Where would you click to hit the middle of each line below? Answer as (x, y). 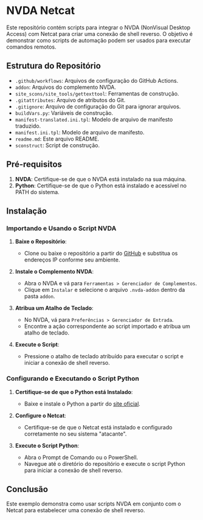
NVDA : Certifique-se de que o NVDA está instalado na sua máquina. (101, 179)
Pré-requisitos (34, 165)
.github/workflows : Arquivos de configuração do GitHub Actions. (97, 80)
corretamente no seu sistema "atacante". (75, 434)
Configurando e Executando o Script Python (73, 379)
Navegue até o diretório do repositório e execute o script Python (105, 463)
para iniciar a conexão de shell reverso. (73, 470)
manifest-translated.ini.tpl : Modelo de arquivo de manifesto (94, 119)
